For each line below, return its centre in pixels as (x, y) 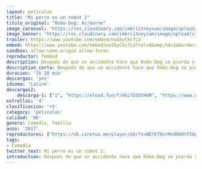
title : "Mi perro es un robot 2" (48, 17)
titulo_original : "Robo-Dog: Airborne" (56, 23)
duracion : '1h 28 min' (35, 73)
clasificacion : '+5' (32, 106)
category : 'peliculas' (35, 112)
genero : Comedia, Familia (38, 123)
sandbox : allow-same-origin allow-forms (58, 51)
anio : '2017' (23, 129)
